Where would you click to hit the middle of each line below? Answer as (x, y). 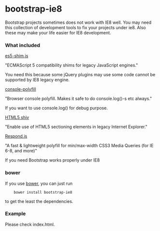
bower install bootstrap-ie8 (43, 192)
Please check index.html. (30, 224)
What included (22, 45)
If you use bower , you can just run (39, 183)
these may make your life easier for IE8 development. (58, 33)
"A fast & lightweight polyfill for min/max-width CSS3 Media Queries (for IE (79, 146)
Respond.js (16, 136)
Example (15, 214)
